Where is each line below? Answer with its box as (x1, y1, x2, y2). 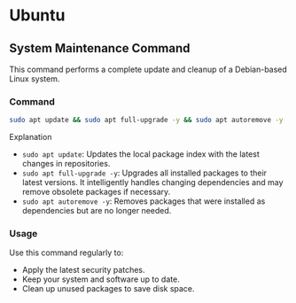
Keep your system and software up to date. (21, 274, 180, 284)
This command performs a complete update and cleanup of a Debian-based (9, 64, 288, 74)
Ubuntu (9, 5, 66, 26)
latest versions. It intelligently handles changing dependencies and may (21, 177, 284, 188)
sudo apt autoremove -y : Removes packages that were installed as (21, 196, 266, 206)
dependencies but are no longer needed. (21, 206, 172, 216)
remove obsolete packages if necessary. (21, 187, 171, 198)
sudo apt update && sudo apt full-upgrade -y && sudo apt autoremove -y (9, 116, 284, 125)
